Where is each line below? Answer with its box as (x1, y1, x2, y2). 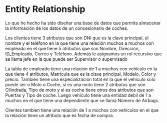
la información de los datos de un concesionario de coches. (5, 25, 128, 31)
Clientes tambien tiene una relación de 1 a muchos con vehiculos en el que (5, 107, 159, 113)
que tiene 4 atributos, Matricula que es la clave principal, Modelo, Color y (5, 71, 156, 77)
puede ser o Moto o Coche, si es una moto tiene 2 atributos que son (5, 81, 146, 88)
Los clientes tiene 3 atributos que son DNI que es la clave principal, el (5, 35, 149, 41)
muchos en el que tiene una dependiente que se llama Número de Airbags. (5, 97, 159, 103)
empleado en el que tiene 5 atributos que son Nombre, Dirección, (5, 45, 140, 51)
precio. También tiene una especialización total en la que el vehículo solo (5, 76, 156, 82)
